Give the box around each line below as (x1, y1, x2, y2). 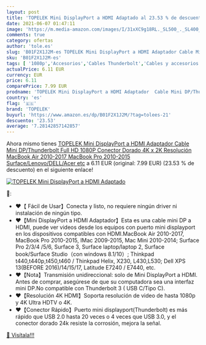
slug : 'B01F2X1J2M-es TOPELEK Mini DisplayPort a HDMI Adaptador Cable (6, 49, 193, 55)
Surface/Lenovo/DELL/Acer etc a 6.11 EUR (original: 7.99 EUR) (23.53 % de (6, 160, 194, 167)
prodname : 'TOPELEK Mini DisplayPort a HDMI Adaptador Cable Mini (6, 89, 183, 95)
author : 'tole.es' (6, 44, 53, 50)
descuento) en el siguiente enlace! (6, 166, 94, 174)
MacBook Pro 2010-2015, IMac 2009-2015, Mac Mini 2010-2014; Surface (15, 237, 199, 244)
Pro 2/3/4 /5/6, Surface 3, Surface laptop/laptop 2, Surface (15, 243, 165, 250)
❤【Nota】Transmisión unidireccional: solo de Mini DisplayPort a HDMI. (15, 271, 198, 279)
